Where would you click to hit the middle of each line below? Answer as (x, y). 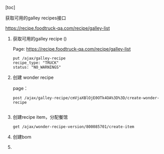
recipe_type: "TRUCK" (36, 63)
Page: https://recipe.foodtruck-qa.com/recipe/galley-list (72, 49)
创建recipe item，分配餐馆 (40, 117)
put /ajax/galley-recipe (39, 58)
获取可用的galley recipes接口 (36, 18)
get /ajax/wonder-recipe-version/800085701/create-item (73, 127)
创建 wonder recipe (33, 77)
